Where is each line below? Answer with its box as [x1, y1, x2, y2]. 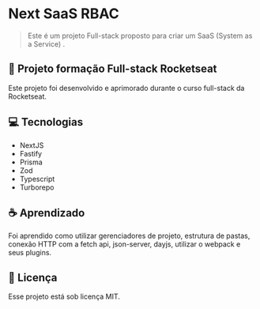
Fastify [19, 149, 42, 158]
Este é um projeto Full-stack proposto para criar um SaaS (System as [27, 31, 253, 40]
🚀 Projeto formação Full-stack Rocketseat [8, 62, 217, 76]
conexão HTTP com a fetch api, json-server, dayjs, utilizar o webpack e [8, 239, 241, 249]
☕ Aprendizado [8, 206, 85, 220]
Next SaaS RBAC [8, 5, 120, 23]
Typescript [19, 174, 55, 183]
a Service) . [27, 39, 66, 48]
